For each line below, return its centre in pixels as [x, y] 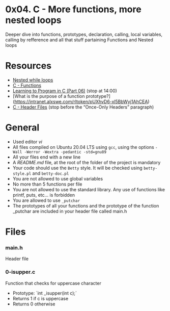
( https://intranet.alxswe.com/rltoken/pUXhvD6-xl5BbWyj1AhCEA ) [81, 101]
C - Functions [27, 85]
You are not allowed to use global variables [58, 178]
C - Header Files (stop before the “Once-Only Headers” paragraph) [83, 107]
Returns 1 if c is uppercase [40, 298]
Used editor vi [27, 142]
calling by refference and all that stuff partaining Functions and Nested [79, 40]
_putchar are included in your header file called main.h [70, 211]
